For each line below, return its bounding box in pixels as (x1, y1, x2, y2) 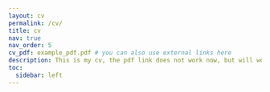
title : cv (8, 26, 42, 34)
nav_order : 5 (8, 42, 52, 50)
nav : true (8, 34, 42, 42)
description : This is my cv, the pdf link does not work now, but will (8, 57, 253, 65)
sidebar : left (15, 71, 63, 79)
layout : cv (8, 11, 45, 20)
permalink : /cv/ (8, 19, 63, 27)
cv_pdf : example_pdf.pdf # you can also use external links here (8, 49, 231, 57)
